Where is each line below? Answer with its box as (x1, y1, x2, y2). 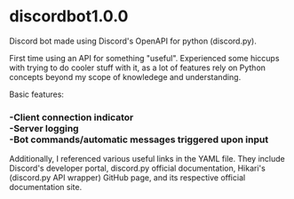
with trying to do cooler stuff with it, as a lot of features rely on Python (9, 62, 266, 73)
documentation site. (9, 182, 83, 193)
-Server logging (9, 122, 79, 134)
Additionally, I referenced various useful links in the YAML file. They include (9, 154, 286, 164)
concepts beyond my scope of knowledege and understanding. (9, 71, 242, 82)
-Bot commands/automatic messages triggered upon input (9, 133, 269, 146)
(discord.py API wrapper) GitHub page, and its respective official (9, 172, 246, 183)
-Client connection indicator (9, 111, 134, 123)
